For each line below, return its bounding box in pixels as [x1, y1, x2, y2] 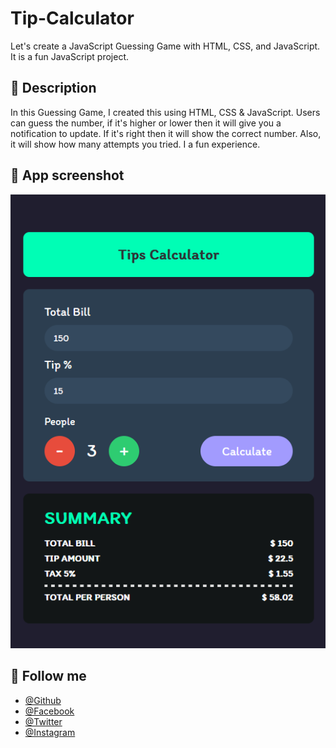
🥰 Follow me [10, 668, 87, 685]
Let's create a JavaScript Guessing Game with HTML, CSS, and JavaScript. [10, 40, 321, 52]
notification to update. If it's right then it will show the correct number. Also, [10, 127, 322, 139]
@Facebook [24, 705, 75, 717]
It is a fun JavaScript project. [10, 50, 130, 62]
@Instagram [24, 726, 76, 738]
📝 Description [10, 80, 97, 97]
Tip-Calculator [10, 7, 135, 30]
